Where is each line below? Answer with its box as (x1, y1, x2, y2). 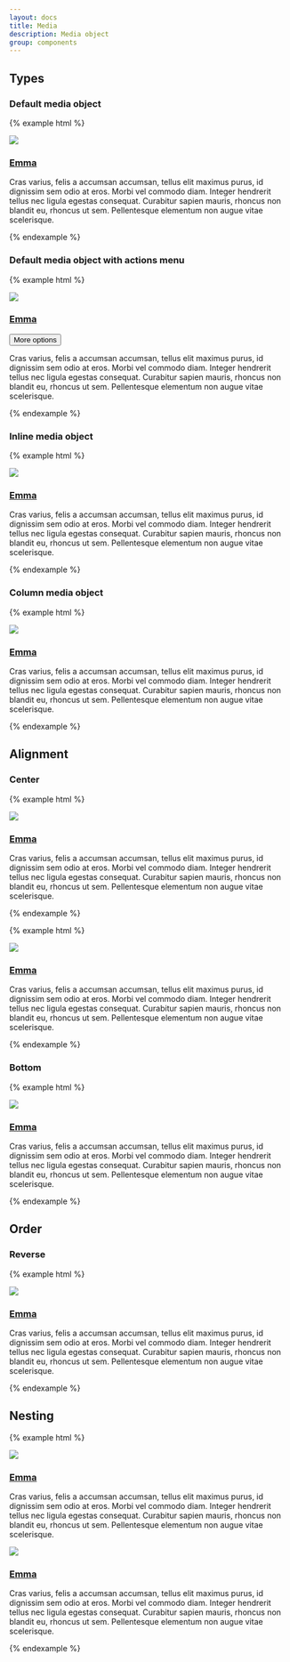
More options (13, 335, 58, 344)
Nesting (9, 1408, 55, 1424)
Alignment (9, 746, 68, 762)
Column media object (9, 586, 104, 599)
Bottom (9, 1061, 42, 1074)
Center (9, 773, 40, 786)
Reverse (9, 1248, 46, 1261)
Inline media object (9, 430, 93, 442)
